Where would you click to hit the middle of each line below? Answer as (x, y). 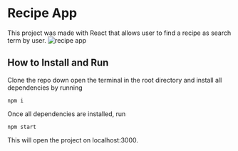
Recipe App (42, 13)
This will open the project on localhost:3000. (73, 140)
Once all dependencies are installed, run (67, 114)
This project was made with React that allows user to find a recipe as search (119, 33)
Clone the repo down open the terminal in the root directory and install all (115, 80)
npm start (22, 127)
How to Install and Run (58, 63)
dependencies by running (45, 88)
